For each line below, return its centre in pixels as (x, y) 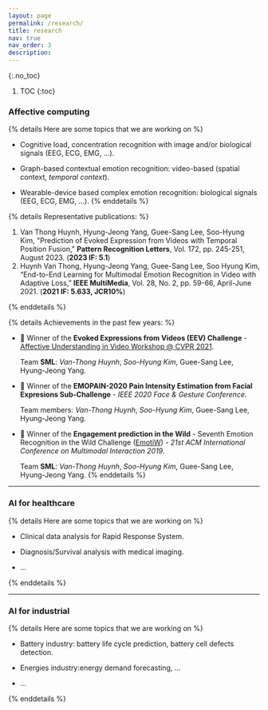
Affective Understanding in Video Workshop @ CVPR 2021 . (117, 347)
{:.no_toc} (24, 76)
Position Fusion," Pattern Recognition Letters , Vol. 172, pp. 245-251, (132, 249)
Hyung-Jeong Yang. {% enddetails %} (83, 475)
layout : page (30, 16)
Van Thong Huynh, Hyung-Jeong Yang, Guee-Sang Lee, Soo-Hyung (132, 232)
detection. (36, 652)
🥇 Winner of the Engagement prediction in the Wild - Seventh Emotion (136, 434)
